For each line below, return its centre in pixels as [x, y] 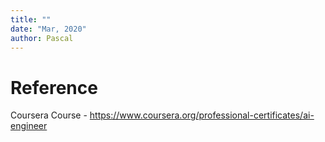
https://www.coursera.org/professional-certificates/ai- [202, 115]
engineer [29, 126]
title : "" [31, 19]
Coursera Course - [49, 115]
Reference [54, 87]
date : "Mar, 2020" [48, 29]
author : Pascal [42, 38]
